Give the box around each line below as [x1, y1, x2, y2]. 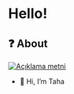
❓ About [8, 37, 48, 50]
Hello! [8, 5, 48, 23]
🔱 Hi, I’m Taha [19, 77, 65, 86]
